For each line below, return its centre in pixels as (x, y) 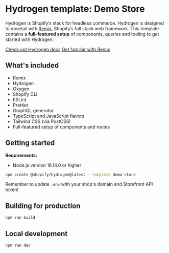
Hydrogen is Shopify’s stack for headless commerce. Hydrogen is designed (85, 23)
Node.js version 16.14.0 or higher (47, 165)
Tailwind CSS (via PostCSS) (42, 121)
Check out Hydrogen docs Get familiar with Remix (58, 49)
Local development (37, 234)
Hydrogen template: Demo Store (75, 9)
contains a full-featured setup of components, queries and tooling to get (82, 34)
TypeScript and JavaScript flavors (49, 116)
